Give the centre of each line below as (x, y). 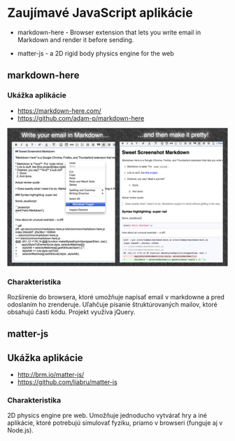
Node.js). (20, 430)
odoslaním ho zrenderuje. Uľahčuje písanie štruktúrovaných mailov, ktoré (113, 304)
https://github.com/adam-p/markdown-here (81, 118)
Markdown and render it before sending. (76, 39)
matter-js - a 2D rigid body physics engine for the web (96, 53)
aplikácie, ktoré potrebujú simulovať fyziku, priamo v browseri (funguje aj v (115, 423)
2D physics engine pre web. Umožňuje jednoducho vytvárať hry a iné (107, 416)
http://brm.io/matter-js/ (51, 375)
